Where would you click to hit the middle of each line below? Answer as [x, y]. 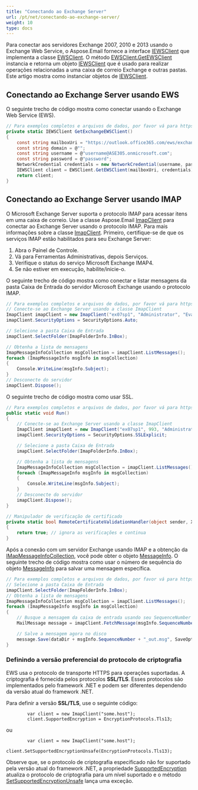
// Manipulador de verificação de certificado [64, 516]
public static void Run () [38, 413]
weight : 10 [19, 22]
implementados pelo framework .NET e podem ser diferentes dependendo [96, 685]
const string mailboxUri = [50, 142]
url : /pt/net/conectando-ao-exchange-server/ [63, 17]
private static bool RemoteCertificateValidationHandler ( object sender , [97, 522]
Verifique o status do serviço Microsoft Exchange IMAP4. [84, 263]
